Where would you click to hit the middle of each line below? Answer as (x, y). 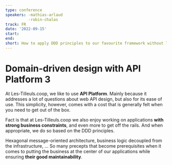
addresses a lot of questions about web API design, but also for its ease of (84, 99)
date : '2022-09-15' (26, 29)
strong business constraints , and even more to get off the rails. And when (84, 125)
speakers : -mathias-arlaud (34, 15)
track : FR (16, 24)
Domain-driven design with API (73, 68)
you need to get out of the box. (38, 110)
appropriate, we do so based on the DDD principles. (60, 130)
